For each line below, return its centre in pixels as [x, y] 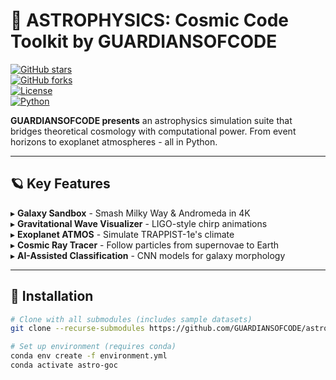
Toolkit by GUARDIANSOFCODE [144, 41]
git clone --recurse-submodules [77, 329]
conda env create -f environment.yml [89, 356]
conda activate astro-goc [64, 365]
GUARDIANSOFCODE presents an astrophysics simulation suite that [151, 120]
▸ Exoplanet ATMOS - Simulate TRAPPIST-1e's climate [122, 234]
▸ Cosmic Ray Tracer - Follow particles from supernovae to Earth [145, 245]
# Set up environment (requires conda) [93, 347]
